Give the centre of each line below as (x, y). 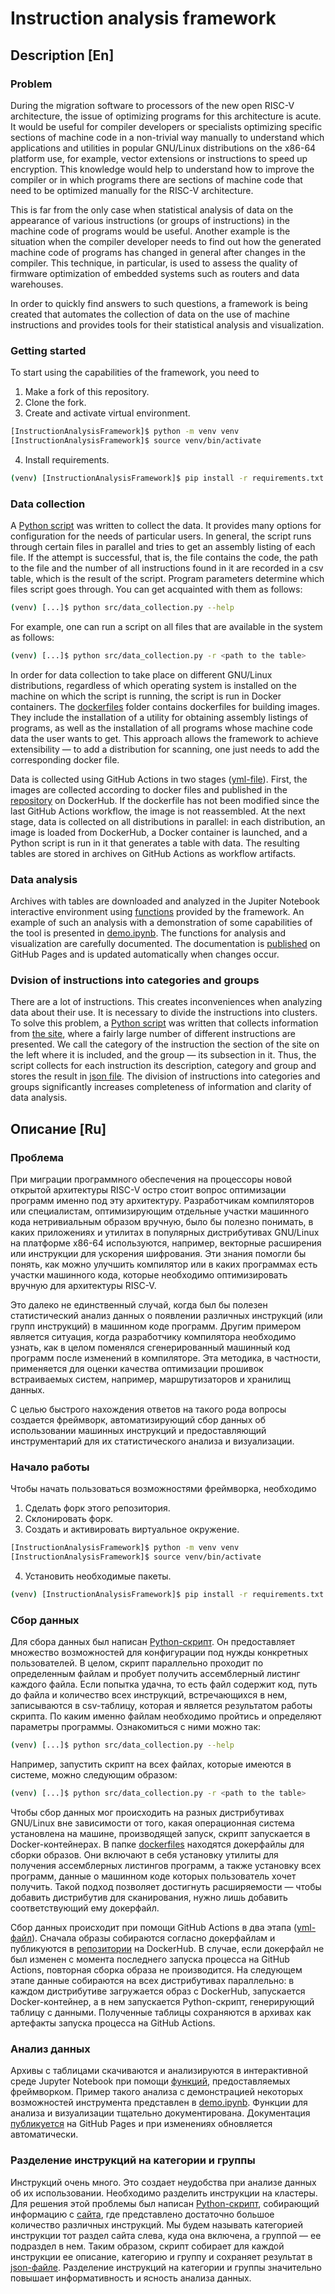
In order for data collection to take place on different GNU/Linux (141, 674)
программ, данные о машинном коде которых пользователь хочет (153, 1876)
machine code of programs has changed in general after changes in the (158, 252)
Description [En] (62, 55)
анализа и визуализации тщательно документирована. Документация (160, 2113)
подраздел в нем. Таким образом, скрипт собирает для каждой (147, 2246)
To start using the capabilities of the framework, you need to (135, 373)
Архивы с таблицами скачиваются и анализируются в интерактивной (159, 2071)
